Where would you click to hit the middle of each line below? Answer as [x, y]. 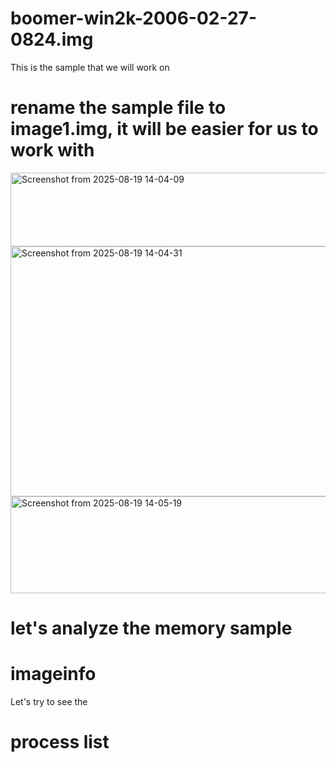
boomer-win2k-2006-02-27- [133, 18]
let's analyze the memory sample [151, 628]
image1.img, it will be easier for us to [164, 129]
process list [60, 742]
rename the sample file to [118, 108]
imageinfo [53, 674]
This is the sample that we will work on [90, 67]
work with [52, 150]
